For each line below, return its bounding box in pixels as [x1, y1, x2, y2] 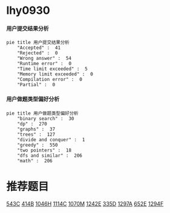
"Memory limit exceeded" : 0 [17, 71, 94, 77]
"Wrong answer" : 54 [17, 56, 71, 62]
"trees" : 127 [17, 131, 56, 138]
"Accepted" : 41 [17, 45, 61, 51]
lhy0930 [6, 4, 50, 17]
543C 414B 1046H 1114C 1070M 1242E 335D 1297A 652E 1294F [6, 200, 164, 207]
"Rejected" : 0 [17, 50, 59, 56]
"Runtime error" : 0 [17, 61, 71, 67]
